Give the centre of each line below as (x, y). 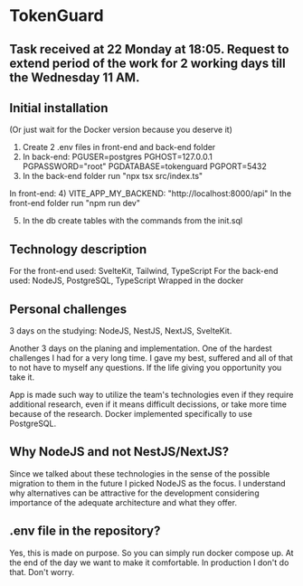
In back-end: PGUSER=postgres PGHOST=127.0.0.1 (117, 157)
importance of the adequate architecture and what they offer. (123, 502)
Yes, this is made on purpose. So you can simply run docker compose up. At (151, 553)
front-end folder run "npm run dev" (75, 203)
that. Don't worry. (42, 572)
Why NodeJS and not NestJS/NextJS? (119, 452)
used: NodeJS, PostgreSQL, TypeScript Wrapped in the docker (127, 280)
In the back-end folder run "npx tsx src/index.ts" (113, 176)
